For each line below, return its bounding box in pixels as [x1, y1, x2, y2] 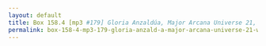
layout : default [8, 11, 62, 19]
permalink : [8, 26, 44, 34]
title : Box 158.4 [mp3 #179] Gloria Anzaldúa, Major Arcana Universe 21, [8, 19, 257, 27]
